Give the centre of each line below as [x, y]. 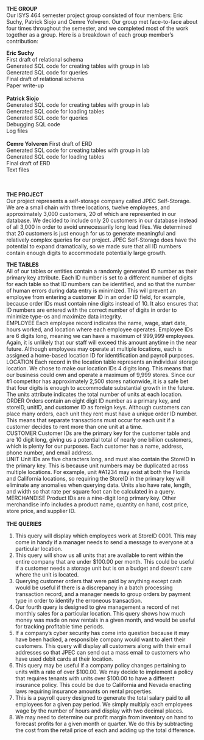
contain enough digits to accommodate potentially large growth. [86, 253]
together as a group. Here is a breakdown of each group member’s [90, 35]
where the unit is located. [47, 575]
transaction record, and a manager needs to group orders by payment [103, 594]
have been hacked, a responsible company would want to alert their [100, 639]
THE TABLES [23, 264]
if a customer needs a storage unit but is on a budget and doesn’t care [103, 568]
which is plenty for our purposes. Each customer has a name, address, [95, 446]
